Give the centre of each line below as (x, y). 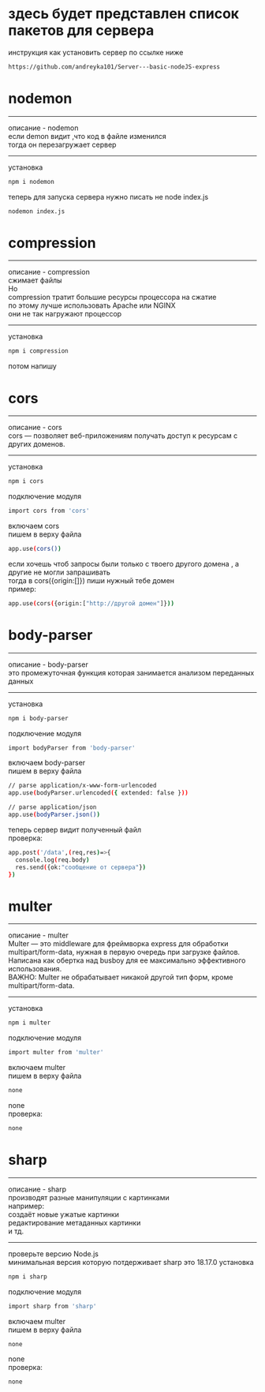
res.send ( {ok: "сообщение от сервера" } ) (81, 867)
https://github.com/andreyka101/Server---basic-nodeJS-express (114, 67)
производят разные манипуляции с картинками (89, 1197)
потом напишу (32, 366)
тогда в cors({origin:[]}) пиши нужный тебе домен (91, 580)
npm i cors (26, 481)
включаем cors (34, 526)
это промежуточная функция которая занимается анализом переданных (131, 672)
